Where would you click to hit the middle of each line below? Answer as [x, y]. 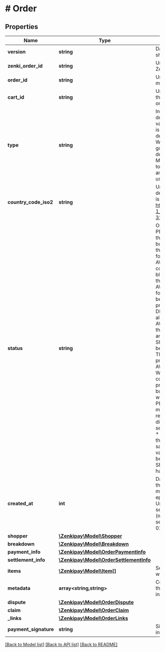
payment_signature [31, 629]
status [15, 348]
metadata [19, 588]
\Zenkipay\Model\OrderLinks [94, 618]
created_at [20, 503]
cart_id [16, 97]
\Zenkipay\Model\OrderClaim [94, 610]
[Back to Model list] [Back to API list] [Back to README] [61, 644]
